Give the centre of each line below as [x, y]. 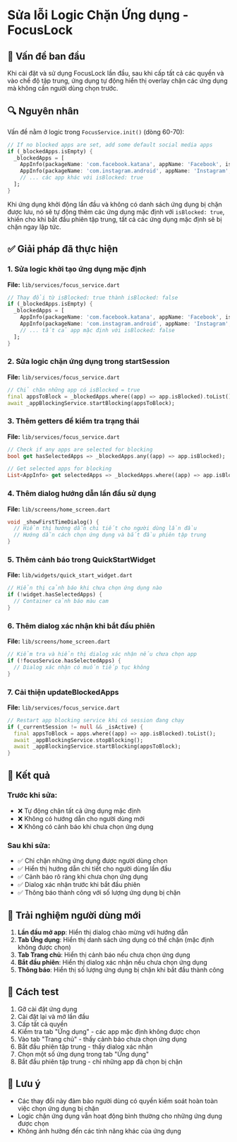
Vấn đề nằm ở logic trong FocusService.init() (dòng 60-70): [96, 131]
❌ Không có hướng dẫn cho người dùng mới [81, 818]
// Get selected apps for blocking [60, 469]
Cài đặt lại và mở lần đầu [53, 1016]
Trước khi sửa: [32, 795]
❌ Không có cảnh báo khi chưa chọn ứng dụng [85, 826]
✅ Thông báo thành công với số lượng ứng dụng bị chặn [99, 893]
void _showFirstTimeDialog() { [53, 522]
